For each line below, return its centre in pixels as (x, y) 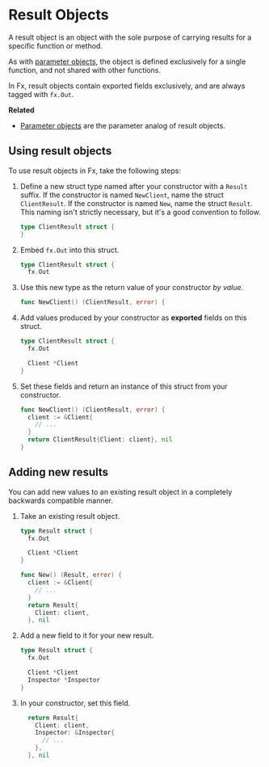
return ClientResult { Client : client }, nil (100, 440)
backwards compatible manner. (61, 500)
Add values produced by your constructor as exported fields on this (133, 318)
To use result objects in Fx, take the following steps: (95, 171)
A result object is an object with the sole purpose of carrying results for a (130, 37)
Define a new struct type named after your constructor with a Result (134, 186)
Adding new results (59, 472)
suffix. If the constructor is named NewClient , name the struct (122, 195)
